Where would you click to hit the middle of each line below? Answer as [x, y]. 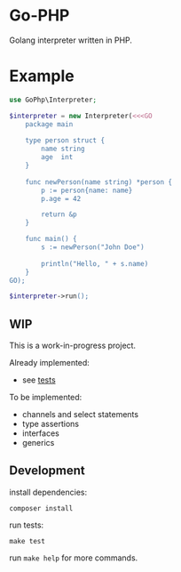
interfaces [40, 433]
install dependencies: [48, 492]
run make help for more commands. [74, 558]
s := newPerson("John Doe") [93, 247]
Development [47, 471]
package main [49, 124]
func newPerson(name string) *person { [99, 182]
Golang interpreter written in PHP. [71, 40]
